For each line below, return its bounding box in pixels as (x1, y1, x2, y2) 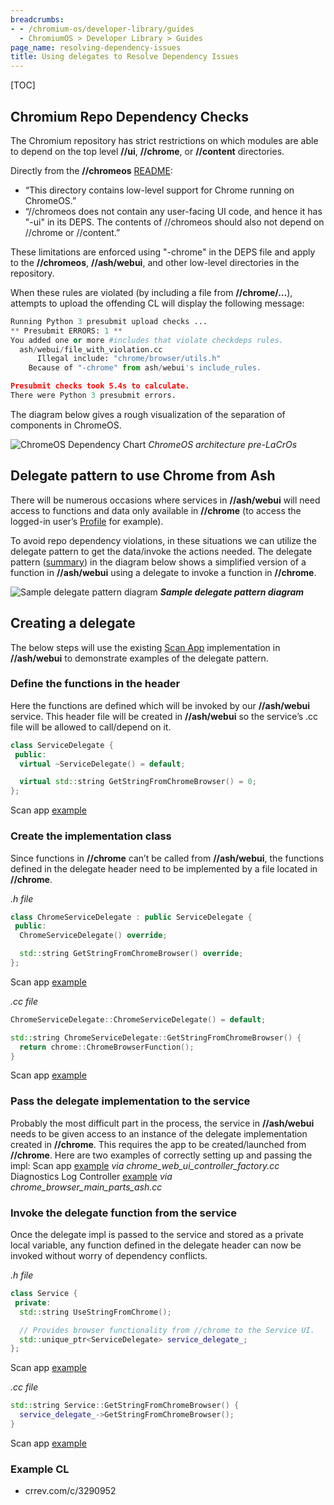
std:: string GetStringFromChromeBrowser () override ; (19, 949, 244, 959)
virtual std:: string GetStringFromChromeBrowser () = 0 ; (19, 777, 257, 787)
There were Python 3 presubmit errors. (10, 391, 177, 401)
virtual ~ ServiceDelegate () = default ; (19, 759, 186, 769)
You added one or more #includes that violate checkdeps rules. (10, 335, 284, 345)
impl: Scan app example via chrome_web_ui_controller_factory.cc (10, 1159, 280, 1171)
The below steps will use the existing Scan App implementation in (10, 641, 281, 653)
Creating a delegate (10, 615, 136, 632)
